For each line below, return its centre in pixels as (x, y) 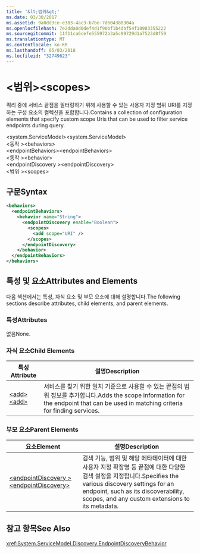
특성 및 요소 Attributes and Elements (72, 281)
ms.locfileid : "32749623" (38, 56)
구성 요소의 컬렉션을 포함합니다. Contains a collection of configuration (100, 112)
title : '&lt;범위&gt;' (33, 12)
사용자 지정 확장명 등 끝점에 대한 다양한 (134, 467)
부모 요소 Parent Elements (43, 430)
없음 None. (18, 334)
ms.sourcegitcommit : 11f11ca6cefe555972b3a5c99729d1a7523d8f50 (86, 34)
